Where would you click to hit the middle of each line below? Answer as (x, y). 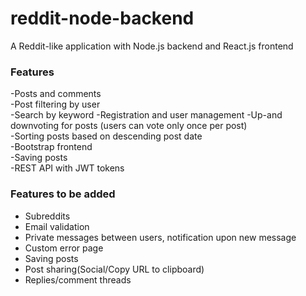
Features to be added (63, 194)
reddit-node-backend (102, 18)
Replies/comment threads (78, 279)
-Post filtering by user (55, 104)
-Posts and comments (56, 94)
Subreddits (47, 216)
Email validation (57, 226)
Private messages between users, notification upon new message (160, 237)
